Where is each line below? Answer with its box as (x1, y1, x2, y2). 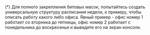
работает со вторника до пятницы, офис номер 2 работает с (5, 19, 131, 25)
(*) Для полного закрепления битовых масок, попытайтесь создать (5, 4, 146, 10)
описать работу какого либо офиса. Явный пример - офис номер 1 (5, 14, 143, 20)
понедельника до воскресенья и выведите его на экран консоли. (5, 24, 141, 30)
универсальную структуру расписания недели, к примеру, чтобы (5, 9, 142, 15)
